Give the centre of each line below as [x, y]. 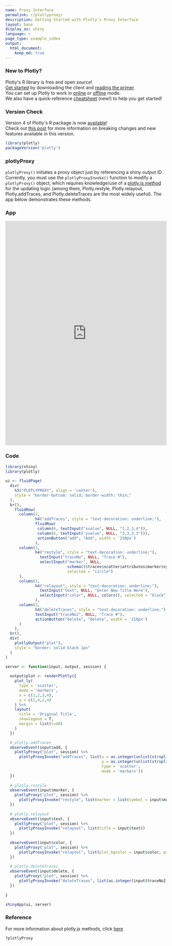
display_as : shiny [25, 29]
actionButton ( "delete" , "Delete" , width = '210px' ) [91, 619]
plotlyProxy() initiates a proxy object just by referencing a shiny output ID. [84, 172]
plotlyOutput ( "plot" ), [39, 643]
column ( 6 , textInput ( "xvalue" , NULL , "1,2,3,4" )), [92, 529]
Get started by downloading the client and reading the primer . [70, 87]
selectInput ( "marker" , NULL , [71, 562]
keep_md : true [29, 53]
